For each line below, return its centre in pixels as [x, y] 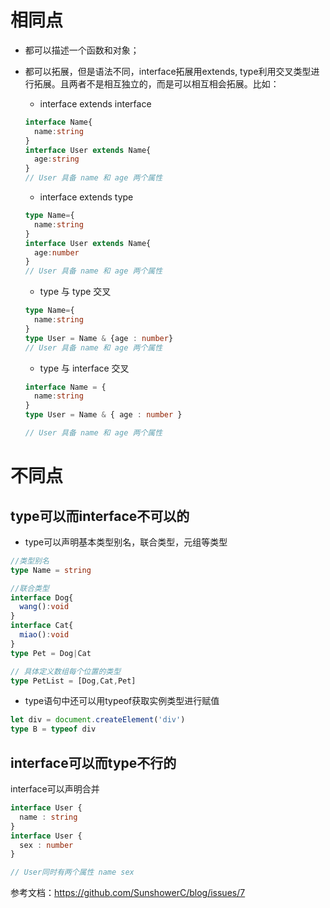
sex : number [46, 845]
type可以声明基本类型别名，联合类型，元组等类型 [126, 542]
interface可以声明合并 [55, 789]
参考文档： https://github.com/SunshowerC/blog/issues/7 [128, 893]
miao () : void [44, 635]
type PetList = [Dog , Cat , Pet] [73, 681]
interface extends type [86, 197]
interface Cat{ [42, 626]
